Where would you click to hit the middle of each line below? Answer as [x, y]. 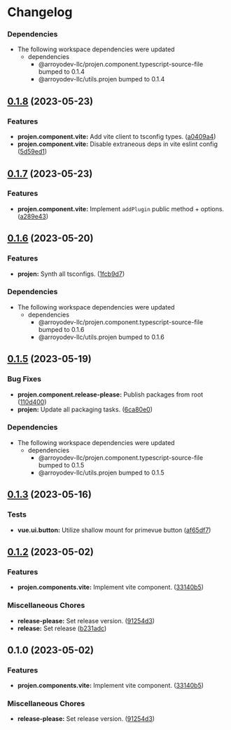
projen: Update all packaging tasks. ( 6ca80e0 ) [85, 409]
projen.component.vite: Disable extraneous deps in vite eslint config [118, 144]
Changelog [40, 12]
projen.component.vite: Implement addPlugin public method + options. [121, 208]
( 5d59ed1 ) [32, 152]
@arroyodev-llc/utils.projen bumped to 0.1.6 [101, 337]
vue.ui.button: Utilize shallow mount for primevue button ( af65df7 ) [114, 530]
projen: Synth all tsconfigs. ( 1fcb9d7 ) [71, 274]
